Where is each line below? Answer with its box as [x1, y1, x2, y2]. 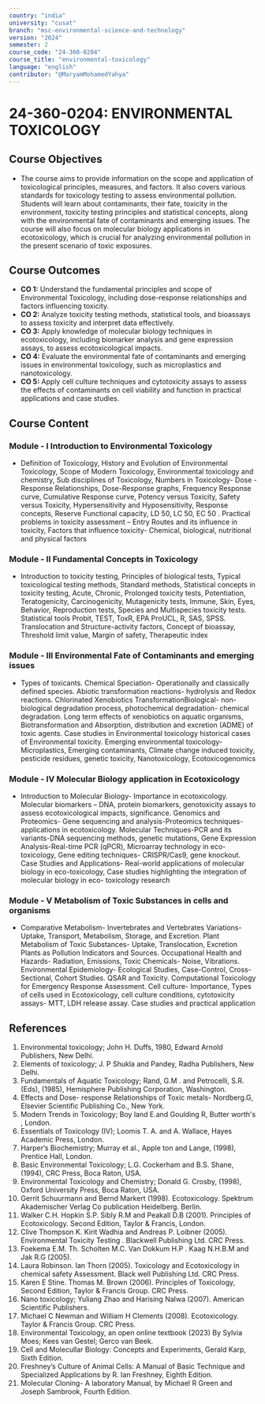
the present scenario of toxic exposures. [20, 240, 152, 250]
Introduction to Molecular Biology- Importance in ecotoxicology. [20, 791, 228, 801]
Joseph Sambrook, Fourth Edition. [20, 1387, 132, 1396]
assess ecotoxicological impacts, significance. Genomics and [20, 808, 220, 818]
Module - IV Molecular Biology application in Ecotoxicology [9, 773, 241, 784]
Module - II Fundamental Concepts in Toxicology [9, 554, 199, 565]
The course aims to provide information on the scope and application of [20, 173, 254, 183]
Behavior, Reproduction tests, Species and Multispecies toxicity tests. [20, 606, 247, 615]
